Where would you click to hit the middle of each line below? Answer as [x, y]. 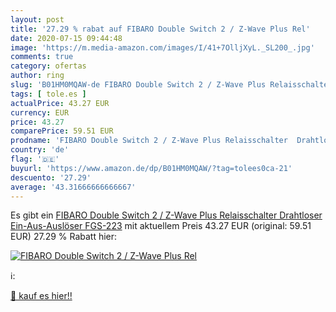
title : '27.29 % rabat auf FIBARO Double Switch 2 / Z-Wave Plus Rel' [160, 29]
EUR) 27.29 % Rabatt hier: [64, 237]
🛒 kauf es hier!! [41, 296]
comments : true [42, 57]
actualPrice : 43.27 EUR [60, 103]
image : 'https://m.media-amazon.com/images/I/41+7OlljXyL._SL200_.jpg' [162, 47]
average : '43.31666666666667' [73, 187]
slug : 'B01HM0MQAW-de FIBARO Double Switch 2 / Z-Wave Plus [138, 85]
